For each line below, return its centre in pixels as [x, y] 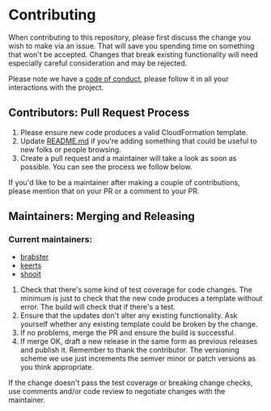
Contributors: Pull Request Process [99, 113]
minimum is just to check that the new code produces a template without [141, 299]
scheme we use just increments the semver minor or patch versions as [138, 358]
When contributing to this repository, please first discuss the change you [129, 37]
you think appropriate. [57, 367]
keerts [31, 265]
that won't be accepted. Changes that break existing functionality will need [133, 54]
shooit [31, 274]
